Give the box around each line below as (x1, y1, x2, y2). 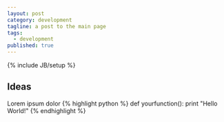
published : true (7, 42, 54, 49)
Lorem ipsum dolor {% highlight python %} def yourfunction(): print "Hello (7, 99, 218, 108)
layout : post (7, 10, 45, 17)
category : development (7, 17, 72, 23)
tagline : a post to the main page (7, 23, 107, 30)
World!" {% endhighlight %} (7, 106, 86, 114)
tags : (7, 29, 23, 37)
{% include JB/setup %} (7, 61, 76, 69)
